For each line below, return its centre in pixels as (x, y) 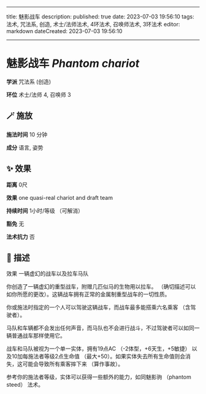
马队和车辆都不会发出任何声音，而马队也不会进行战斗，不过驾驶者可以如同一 (103, 328)
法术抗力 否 (21, 237)
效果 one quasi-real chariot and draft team (60, 197)
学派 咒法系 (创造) (29, 81)
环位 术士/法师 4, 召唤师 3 (39, 94)
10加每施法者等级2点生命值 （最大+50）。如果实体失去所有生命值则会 (98, 357)
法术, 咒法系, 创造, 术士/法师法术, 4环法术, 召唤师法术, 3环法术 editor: (93, 24)
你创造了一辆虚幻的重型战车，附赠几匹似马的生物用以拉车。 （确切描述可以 (101, 287)
